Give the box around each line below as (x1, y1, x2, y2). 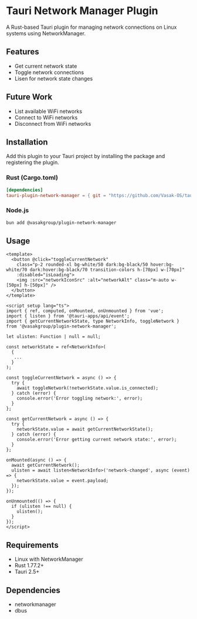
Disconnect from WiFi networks (14, 120, 91, 127)
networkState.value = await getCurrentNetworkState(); (16, 426, 154, 433)
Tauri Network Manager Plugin (6, 4, 158, 18)
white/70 (6, 267, 28, 273)
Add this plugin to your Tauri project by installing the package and (6, 153, 165, 160)
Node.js (6, 206, 29, 215)
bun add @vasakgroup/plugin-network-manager (6, 219, 117, 226)
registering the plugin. (6, 159, 60, 166)
